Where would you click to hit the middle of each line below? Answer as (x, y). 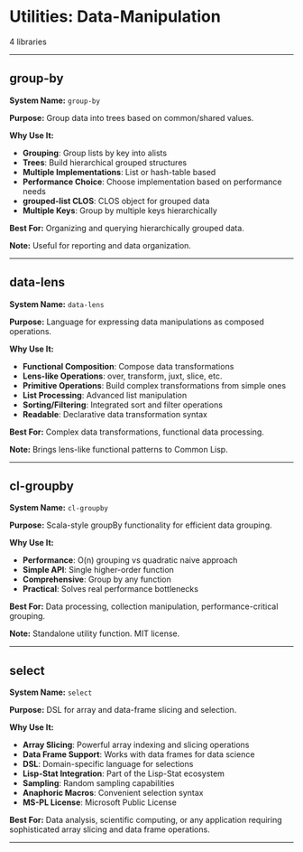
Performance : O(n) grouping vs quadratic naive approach (130, 560)
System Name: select (51, 692)
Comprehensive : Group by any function (96, 579)
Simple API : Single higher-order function (98, 570)
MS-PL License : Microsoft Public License (100, 802)
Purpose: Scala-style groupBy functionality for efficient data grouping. (141, 525)
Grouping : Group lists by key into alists (95, 153)
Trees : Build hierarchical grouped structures (105, 162)
